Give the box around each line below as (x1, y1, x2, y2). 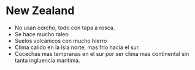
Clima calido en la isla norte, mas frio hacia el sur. (14, 44, 140, 51)
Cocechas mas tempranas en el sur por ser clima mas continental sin (14, 50, 189, 57)
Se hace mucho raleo (14, 30, 69, 37)
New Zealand (6, 4, 75, 18)
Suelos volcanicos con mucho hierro (14, 37, 107, 44)
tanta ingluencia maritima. (14, 56, 80, 64)
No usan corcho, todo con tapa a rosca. (14, 24, 115, 31)
